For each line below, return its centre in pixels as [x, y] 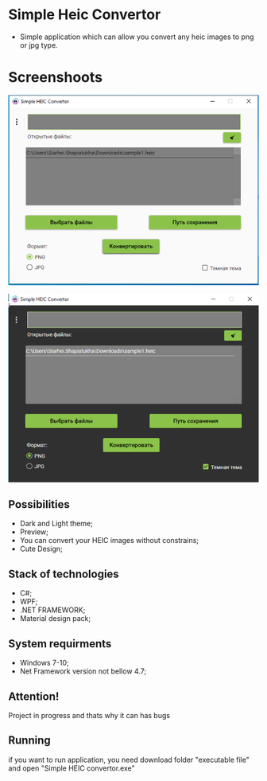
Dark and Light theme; [56, 524]
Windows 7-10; [44, 663]
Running [30, 741]
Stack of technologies [64, 574]
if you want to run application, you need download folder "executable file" [129, 760]
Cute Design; [41, 549]
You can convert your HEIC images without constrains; [109, 541]
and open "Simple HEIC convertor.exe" [72, 768]
